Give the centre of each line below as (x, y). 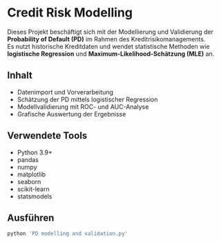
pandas (28, 159)
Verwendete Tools (47, 136)
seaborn (29, 181)
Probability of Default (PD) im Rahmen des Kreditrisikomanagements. (106, 39)
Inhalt (20, 75)
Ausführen (31, 217)
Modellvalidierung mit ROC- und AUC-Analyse (83, 106)
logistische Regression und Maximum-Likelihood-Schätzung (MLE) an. (111, 54)
